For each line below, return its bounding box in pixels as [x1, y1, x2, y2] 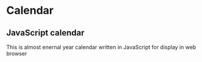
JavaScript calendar [6, 28, 85, 38]
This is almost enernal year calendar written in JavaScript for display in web [6, 43, 197, 51]
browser [6, 50, 27, 57]
